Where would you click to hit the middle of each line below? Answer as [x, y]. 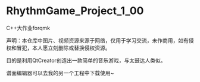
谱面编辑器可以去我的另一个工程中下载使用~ [60, 73]
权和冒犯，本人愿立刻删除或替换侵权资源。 [58, 48]
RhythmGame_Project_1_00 [75, 11]
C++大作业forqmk [28, 28]
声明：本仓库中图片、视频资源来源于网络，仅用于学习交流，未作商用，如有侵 [100, 40]
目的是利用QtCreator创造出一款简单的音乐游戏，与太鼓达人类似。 [86, 60]
